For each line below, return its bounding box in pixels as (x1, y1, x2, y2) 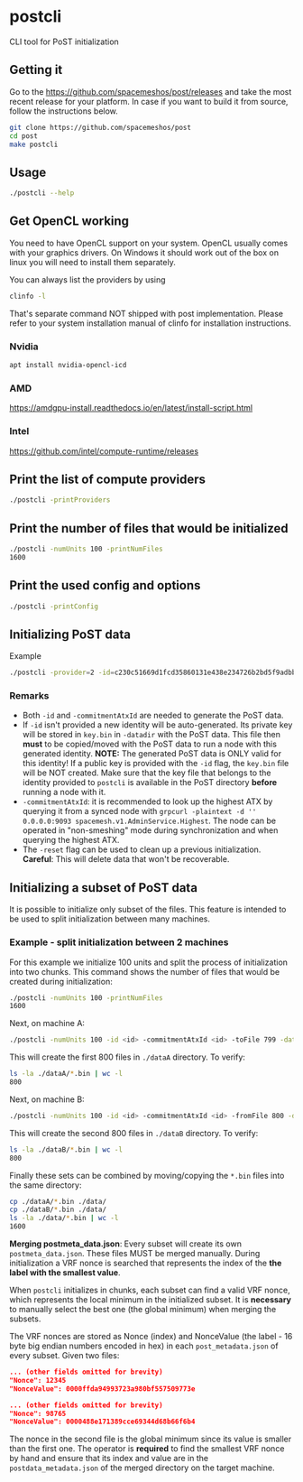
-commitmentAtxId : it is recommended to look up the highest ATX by (22, 796, 273, 807)
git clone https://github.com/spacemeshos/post (9, 123, 192, 132)
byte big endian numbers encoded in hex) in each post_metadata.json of (9, 1340, 279, 1351)
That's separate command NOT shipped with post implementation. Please (9, 308, 284, 319)
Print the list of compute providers (9, 471, 206, 486)
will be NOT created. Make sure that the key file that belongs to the (22, 767, 272, 778)
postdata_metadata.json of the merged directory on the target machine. (9, 1462, 275, 1473)
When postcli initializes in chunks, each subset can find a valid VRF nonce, (9, 1284, 290, 1296)
